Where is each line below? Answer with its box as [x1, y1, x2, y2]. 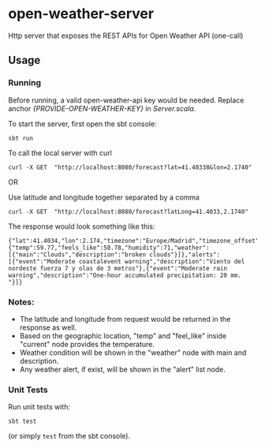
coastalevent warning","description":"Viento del [78, 257, 245, 265]
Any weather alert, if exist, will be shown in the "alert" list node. [19, 364, 226, 374]
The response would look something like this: [8, 222, 155, 231]
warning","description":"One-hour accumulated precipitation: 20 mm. [8, 271, 242, 279]
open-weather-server [8, 5, 155, 23]
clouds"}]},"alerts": [149, 250, 221, 259]
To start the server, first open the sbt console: [8, 119, 157, 129]
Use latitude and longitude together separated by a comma [8, 192, 200, 202]
